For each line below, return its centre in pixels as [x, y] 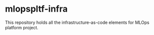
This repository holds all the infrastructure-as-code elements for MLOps [77, 22]
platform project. [22, 27]
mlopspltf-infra [36, 9]
